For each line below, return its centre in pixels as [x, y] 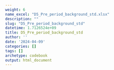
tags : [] [14, 51]
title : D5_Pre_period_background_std [44, 33]
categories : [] [21, 46]
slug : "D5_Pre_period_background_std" [45, 23]
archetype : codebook [27, 55]
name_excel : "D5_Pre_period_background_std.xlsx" [57, 14]
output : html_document [28, 60]
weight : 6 [15, 10]
